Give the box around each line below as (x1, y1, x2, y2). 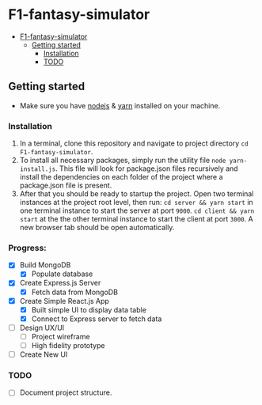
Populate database (31, 269, 93, 278)
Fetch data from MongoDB (31, 287, 119, 297)
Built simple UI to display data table (31, 305, 146, 314)
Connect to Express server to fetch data (31, 314, 162, 324)
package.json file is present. (19, 180, 112, 191)
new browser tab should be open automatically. (19, 223, 175, 233)
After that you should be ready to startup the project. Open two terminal (19, 189, 254, 199)
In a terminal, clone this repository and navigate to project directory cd (19, 138, 249, 148)
